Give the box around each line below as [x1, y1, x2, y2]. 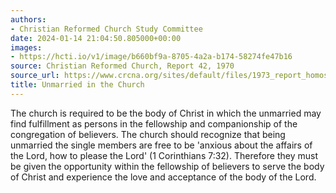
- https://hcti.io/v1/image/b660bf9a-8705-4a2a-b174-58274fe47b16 [10, 52, 293, 62]
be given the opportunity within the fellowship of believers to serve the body [10, 160, 325, 172]
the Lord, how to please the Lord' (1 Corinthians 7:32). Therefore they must [10, 149, 318, 161]
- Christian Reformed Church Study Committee [10, 24, 203, 34]
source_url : [10, 71, 60, 81]
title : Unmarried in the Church [10, 80, 145, 90]
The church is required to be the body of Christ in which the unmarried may [10, 107, 322, 119]
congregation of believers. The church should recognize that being [10, 128, 286, 140]
